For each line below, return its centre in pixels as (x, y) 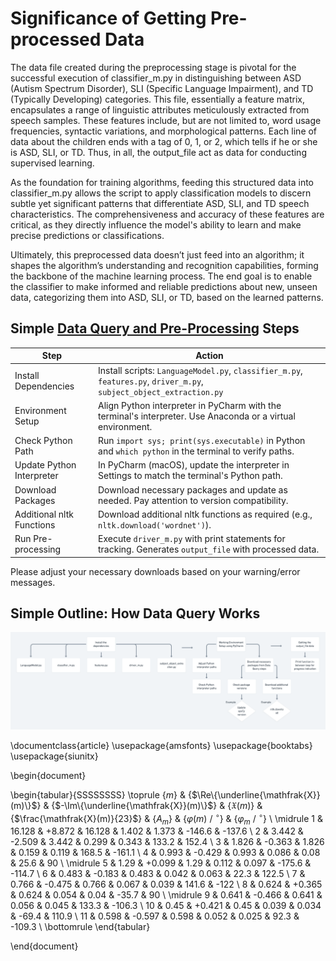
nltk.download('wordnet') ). (155, 524)
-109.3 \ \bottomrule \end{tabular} (80, 927)
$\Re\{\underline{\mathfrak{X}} (256, 794)
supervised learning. (52, 163)
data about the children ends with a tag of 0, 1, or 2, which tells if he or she (164, 141)
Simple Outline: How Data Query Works (135, 613)
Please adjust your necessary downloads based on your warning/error (155, 571)
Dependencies (44, 386)
